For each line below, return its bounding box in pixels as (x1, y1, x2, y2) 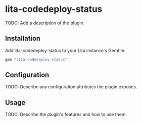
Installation (5, 34, 41, 43)
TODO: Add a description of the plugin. (5, 20, 85, 26)
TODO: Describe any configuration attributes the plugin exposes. (5, 84, 138, 90)
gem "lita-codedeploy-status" (5, 57, 68, 62)
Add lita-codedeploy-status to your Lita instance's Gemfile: (5, 47, 126, 53)
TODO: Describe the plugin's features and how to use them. (5, 112, 127, 118)
